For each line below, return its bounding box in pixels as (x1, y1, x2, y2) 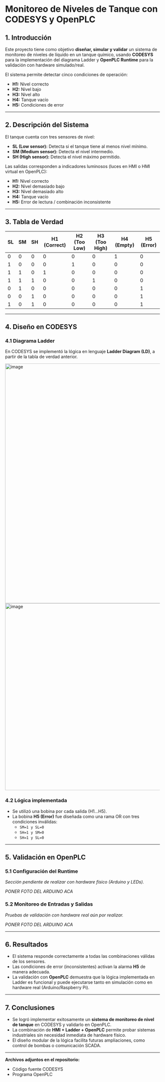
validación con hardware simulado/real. (5, 62, 85, 68)
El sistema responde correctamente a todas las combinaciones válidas (12, 953, 155, 959)
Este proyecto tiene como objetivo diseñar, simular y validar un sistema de (5, 47, 157, 52)
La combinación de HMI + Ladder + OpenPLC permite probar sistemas (12, 1027, 156, 1033)
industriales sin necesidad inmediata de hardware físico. (12, 1032, 127, 1038)
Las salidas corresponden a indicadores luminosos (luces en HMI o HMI (5, 163, 151, 169)
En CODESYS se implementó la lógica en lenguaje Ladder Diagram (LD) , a (5, 349, 155, 355)
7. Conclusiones (5, 1003, 55, 1012)
